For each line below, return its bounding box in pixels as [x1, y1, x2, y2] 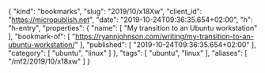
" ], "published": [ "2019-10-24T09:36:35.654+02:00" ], [74, 40, 256, 49]
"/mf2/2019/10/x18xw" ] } [8, 57, 91, 66]
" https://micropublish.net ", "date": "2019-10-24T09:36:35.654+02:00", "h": [8, 15, 253, 24]
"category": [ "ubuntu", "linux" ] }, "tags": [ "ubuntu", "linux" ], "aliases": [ [8, 49, 248, 57]
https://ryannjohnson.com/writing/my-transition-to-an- [74, 31, 255, 41]
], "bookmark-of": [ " [8, 31, 76, 41]
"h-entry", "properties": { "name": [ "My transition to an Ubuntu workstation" [8, 24, 258, 32]
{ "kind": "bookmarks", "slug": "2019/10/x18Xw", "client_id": [8, 7, 203, 16]
